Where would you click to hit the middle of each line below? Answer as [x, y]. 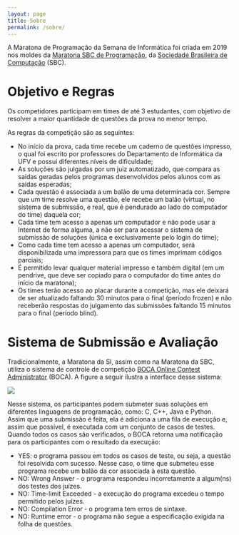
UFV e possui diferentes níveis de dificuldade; [85, 162]
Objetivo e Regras [61, 92]
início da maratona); [47, 283]
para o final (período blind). [58, 313]
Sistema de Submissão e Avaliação [113, 342]
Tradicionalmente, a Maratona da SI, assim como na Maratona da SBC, [111, 362]
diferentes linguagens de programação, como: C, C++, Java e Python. [111, 412]
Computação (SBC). [37, 63]
